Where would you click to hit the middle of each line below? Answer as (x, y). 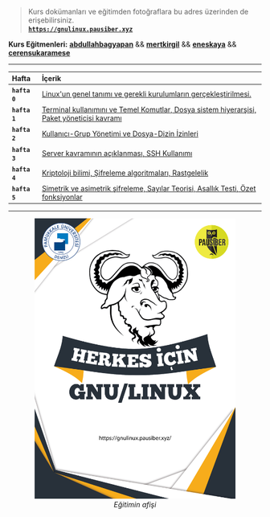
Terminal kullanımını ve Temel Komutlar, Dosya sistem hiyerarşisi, (149, 109)
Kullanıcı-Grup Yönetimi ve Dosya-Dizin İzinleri (120, 133)
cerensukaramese (39, 53)
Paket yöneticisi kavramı (82, 118)
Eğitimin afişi (135, 505)
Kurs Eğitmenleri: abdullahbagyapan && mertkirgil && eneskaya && (123, 44)
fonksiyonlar (62, 197)
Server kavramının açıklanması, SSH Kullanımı (117, 153)
